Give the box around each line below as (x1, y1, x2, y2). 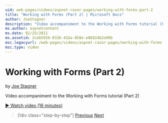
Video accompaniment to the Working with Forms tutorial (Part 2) (5, 92, 139, 98)
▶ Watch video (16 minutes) (5, 102, 63, 108)
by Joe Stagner (5, 83, 37, 89)
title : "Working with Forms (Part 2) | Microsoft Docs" (5, 12, 124, 17)
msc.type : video (5, 45, 39, 50)
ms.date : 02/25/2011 (5, 31, 48, 36)
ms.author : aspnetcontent (5, 26, 59, 31)
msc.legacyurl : (5, 40, 37, 45)
